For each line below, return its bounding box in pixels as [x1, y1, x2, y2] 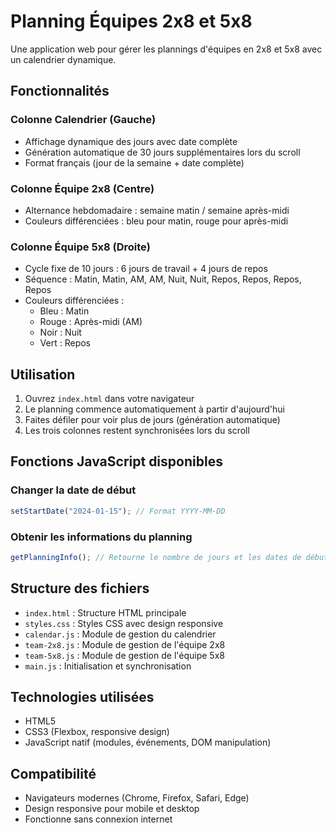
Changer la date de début [10, 483, 137, 497]
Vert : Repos [39, 337, 92, 349]
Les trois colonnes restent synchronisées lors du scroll [24, 425, 250, 437]
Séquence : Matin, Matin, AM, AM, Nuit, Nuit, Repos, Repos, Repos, [24, 273, 302, 285]
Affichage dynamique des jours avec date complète [24, 135, 238, 147]
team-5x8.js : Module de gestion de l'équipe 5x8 [24, 649, 225, 661]
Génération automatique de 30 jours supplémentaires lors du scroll [24, 146, 301, 158]
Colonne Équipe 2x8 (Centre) [10, 181, 155, 195]
